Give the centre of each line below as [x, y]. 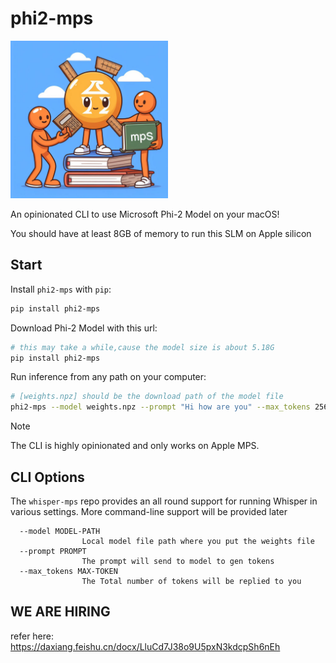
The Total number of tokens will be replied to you [191, 581]
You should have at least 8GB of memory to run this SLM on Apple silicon [161, 233]
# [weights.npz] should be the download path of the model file [147, 397]
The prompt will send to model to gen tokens [178, 561]
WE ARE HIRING [60, 612]
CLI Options [47, 477]
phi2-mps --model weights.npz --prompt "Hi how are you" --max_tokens [160, 407]
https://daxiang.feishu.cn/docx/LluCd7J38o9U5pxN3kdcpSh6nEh [145, 646]
